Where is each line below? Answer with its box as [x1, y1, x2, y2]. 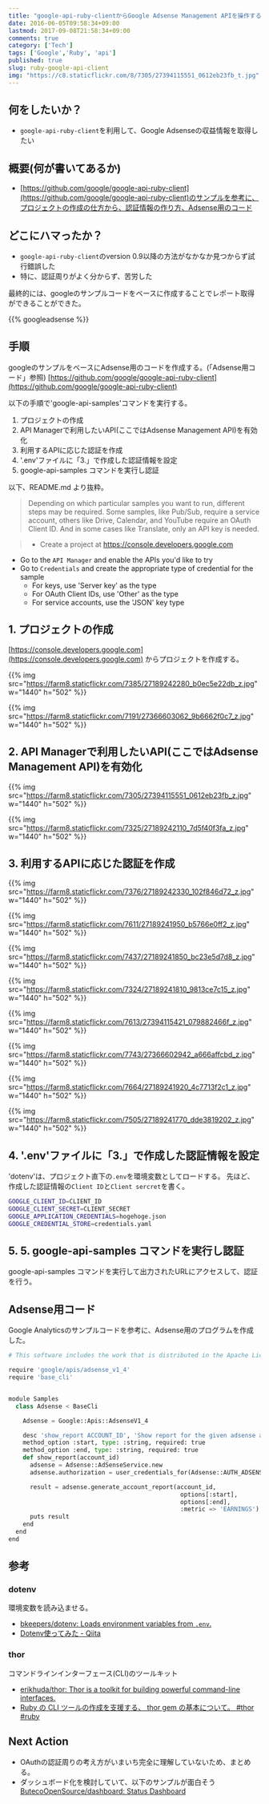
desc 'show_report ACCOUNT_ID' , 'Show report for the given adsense [22, 1431, 256, 1439]
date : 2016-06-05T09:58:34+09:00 [8, 19, 120, 27]
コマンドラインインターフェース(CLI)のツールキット [8, 1668, 179, 1678]
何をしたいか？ [8, 103, 82, 117]
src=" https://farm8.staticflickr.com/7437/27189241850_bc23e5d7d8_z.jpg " [8, 952, 255, 962]
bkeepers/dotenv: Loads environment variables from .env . [19, 1619, 212, 1628]
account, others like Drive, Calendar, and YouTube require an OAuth [27, 515, 251, 525]
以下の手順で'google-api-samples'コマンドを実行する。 [8, 398, 192, 407]
